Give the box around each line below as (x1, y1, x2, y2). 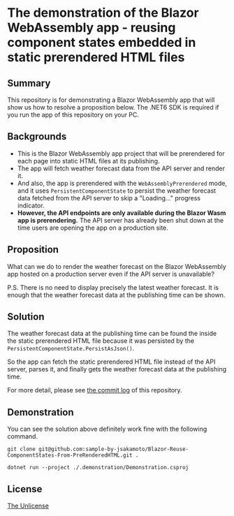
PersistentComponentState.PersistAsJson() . (7, 344, 135, 353)
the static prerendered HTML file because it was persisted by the (7, 337, 194, 345)
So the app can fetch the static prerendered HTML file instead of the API (7, 357, 216, 366)
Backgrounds (7, 131, 67, 142)
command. (7, 432, 38, 441)
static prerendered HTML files (7, 50, 185, 66)
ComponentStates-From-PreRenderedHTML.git (7, 452, 133, 459)
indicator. (17, 201, 45, 209)
